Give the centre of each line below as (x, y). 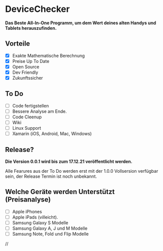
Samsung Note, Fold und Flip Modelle (50, 234)
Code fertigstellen (31, 105)
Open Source (26, 67)
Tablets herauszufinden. (31, 28)
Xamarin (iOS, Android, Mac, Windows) (52, 134)
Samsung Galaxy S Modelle (40, 223)
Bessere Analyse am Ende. (40, 111)
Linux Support (27, 128)
